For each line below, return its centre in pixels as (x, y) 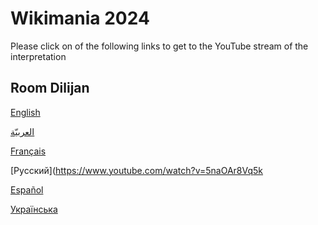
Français (28, 151)
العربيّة (22, 131)
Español (27, 189)
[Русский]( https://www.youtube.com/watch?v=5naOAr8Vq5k (137, 170)
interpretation (38, 56)
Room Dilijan (50, 88)
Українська (34, 209)
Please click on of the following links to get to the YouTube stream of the (159, 46)
